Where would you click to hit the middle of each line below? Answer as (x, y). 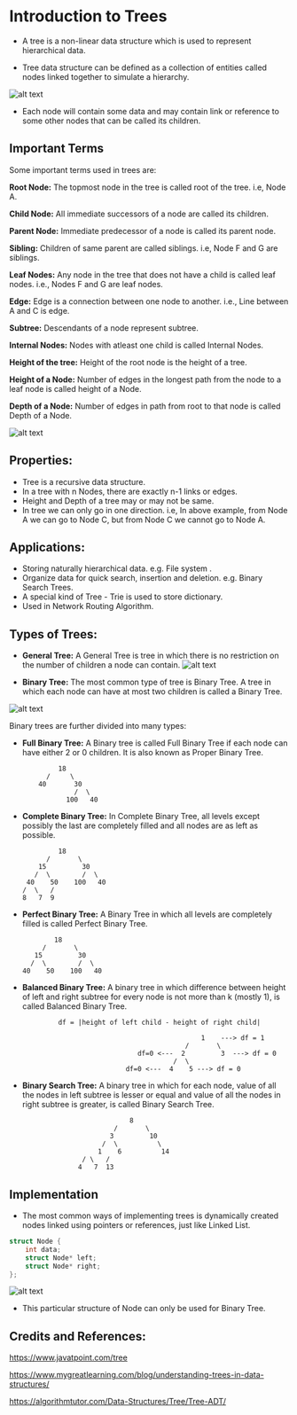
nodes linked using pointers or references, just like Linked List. (136, 1225)
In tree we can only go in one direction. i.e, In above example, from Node (155, 510)
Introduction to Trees (88, 16)
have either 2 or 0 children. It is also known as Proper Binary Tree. (143, 753)
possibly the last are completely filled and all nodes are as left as (140, 825)
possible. (39, 835)
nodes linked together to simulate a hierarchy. (106, 76)
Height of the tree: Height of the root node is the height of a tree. (129, 362)
